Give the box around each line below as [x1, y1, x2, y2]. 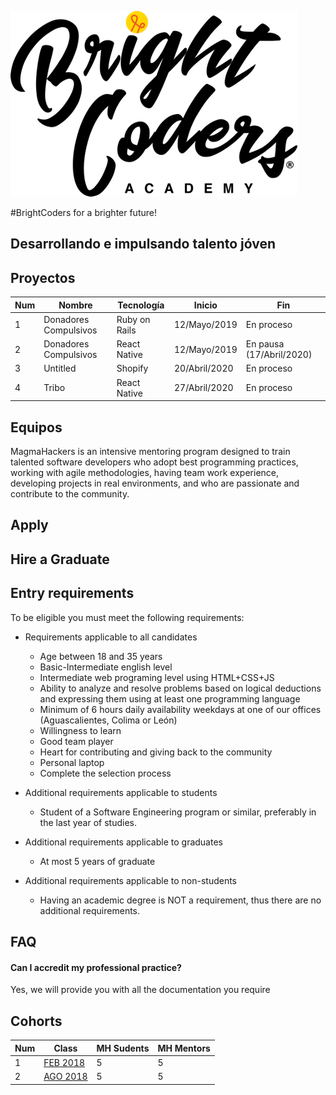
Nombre [58, 299, 93, 311]
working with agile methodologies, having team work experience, [10, 467, 280, 479]
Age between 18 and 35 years [39, 650, 163, 662]
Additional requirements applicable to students [24, 786, 218, 798]
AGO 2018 [43, 1071, 88, 1083]
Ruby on [116, 313, 151, 325]
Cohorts [10, 1012, 63, 1030]
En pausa [245, 338, 285, 350]
